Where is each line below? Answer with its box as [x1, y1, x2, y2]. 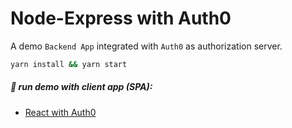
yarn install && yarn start [10, 59, 128, 69]
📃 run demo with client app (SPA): [10, 81, 153, 93]
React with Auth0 [24, 106, 97, 118]
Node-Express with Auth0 [10, 7, 232, 30]
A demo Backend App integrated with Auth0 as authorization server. [10, 40, 283, 52]
